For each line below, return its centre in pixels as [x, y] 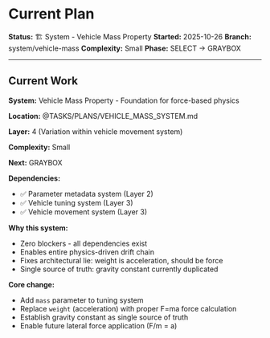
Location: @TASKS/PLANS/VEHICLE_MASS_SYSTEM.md [103, 116]
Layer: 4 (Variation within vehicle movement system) [96, 131]
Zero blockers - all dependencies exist [84, 243]
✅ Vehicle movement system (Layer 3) [84, 212]
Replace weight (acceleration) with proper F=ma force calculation [128, 308]
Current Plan [51, 14]
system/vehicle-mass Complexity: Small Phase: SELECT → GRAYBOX [125, 48]
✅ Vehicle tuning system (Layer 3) [77, 202]
